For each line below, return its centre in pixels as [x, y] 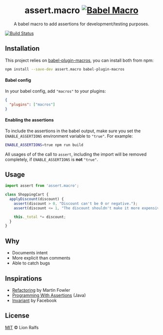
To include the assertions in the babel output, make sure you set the [73, 131]
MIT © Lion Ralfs [22, 327]
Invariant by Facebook [34, 300]
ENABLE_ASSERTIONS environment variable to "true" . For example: [69, 136]
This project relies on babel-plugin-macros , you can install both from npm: [79, 60]
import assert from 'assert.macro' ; [42, 186]
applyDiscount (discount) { [37, 199]
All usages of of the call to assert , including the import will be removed [76, 154]
